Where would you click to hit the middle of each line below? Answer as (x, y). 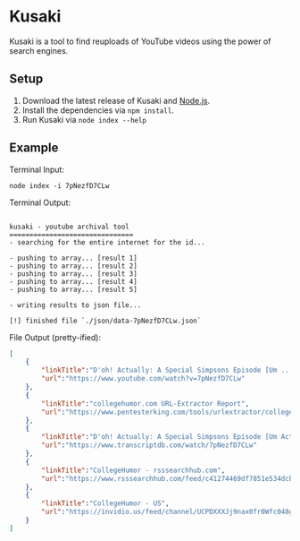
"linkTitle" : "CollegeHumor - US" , (105, 503)
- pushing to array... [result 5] (74, 289)
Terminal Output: (40, 202)
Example (34, 148)
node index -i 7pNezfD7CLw (59, 185)
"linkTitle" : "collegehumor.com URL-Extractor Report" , (146, 404)
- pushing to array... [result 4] (74, 281)
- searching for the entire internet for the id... (107, 242)
